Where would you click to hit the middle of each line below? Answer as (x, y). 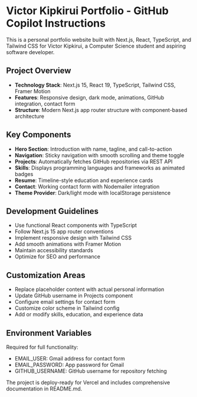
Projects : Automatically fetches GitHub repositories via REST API (93, 161)
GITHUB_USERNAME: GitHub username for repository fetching (91, 371)
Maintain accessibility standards (54, 250)
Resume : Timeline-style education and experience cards (84, 180)
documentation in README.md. (44, 389)
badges (24, 174)
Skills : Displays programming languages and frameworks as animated (99, 168)
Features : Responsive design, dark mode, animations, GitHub (89, 97)
